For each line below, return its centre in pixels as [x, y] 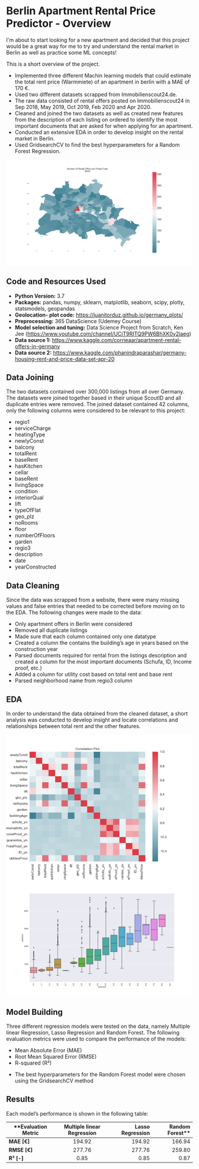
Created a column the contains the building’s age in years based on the [101, 643]
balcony [25, 447]
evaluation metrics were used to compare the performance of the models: [96, 1039]
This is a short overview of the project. [53, 64]
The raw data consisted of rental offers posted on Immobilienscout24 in [102, 100]
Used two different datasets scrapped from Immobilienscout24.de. [96, 94]
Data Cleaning [33, 585]
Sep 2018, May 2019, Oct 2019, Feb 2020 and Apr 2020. [83, 107]
